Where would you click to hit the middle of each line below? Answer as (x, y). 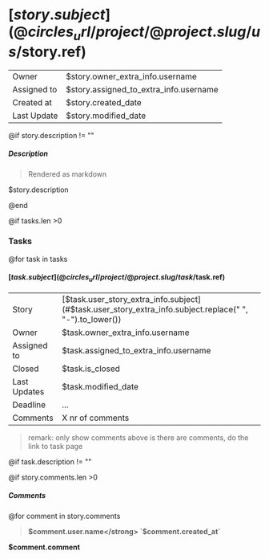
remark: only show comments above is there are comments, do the (138, 437)
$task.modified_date (100, 386)
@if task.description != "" (50, 461)
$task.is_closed (91, 369)
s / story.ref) (47, 52)
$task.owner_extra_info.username (126, 333)
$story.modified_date (106, 116)
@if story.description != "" (51, 135)
